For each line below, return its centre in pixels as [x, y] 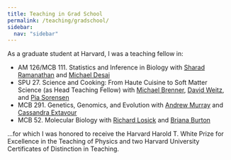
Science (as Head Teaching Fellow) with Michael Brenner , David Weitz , [121, 90]
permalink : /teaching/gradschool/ [58, 21]
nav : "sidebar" [36, 34]
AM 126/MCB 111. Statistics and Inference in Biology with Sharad [111, 67]
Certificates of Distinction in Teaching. [63, 149]
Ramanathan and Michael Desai [64, 75]
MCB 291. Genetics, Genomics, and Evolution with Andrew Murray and [120, 105]
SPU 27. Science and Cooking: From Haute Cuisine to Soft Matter [112, 83]
